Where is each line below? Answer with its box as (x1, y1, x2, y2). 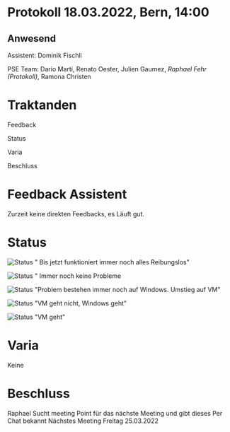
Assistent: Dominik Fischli (7, 51, 83, 59)
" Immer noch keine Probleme (34, 272, 122, 280)
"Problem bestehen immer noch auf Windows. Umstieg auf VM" (34, 285, 221, 293)
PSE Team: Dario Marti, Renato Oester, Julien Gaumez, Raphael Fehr (7, 65, 207, 73)
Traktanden (7, 97, 77, 113)
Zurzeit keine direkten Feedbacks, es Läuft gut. (7, 209, 145, 218)
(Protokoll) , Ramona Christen (7, 72, 92, 81)
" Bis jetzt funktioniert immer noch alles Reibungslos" (34, 257, 190, 266)
